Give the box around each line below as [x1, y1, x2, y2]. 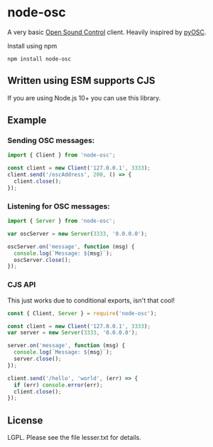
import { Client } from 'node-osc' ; [7, 152, 116, 159]
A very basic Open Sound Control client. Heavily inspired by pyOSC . [7, 28, 207, 36]
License [7, 414, 43, 426]
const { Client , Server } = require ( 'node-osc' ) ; [7, 310, 158, 317]
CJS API [7, 280, 36, 290]
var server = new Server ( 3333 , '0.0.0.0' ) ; [7, 329, 138, 337]
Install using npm [7, 41, 58, 50]
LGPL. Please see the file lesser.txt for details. [7, 433, 142, 442]
